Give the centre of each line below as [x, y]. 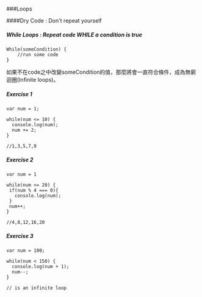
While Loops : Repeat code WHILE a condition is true [74, 34]
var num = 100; [26, 250]
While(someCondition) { [37, 49]
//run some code [38, 54]
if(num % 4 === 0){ [34, 190]
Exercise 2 [20, 159]
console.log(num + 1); [41, 267]
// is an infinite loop [37, 288]
